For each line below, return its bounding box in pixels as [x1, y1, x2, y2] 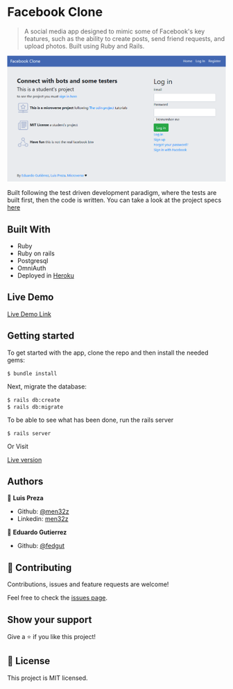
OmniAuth [17, 264, 46, 272]
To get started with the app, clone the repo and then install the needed [7, 348, 209, 357]
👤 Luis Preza [7, 494, 44, 502]
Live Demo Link [7, 309, 52, 318]
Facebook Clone [7, 4, 103, 20]
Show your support [7, 613, 92, 625]
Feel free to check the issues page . [7, 594, 107, 602]
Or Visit [7, 442, 29, 450]
